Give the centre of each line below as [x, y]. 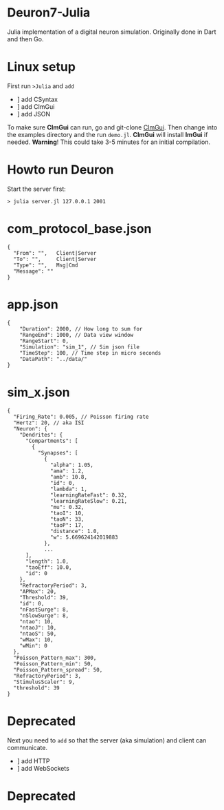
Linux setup [41, 67]
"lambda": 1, [69, 489]
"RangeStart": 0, [44, 341]
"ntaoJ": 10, [38, 627]
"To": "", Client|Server [55, 259]
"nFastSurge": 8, [44, 610]
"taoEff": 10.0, [48, 567]
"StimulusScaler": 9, [44, 682]
